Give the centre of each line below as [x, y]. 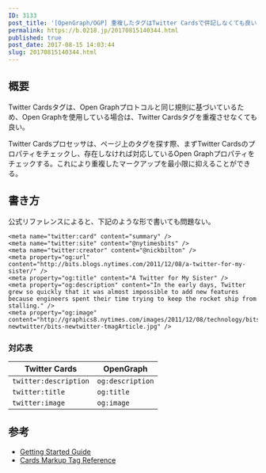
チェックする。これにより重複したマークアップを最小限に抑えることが [123, 163]
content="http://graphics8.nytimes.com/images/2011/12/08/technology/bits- [136, 319]
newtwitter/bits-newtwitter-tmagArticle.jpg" [84, 326]
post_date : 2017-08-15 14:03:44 [61, 45]
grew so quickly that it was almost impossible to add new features [123, 292]
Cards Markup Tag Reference [68, 460]
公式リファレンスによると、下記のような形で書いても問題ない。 [112, 221]
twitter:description [51, 381]
